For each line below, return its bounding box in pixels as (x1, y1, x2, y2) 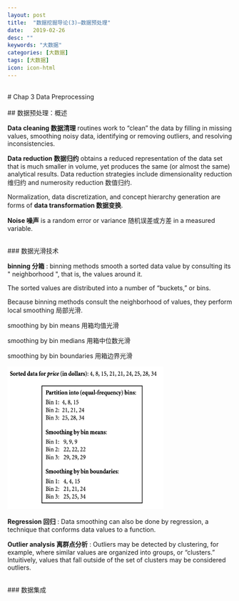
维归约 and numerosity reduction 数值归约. (7, 178, 133, 187)
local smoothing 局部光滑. (7, 306, 83, 314)
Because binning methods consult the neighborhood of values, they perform (7, 297, 233, 306)
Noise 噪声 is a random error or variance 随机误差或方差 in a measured (7, 216, 215, 224)
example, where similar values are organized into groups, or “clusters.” (7, 547, 215, 557)
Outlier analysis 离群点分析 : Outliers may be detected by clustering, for (7, 540, 219, 548)
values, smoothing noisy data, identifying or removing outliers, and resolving (7, 131, 233, 140)
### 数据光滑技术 (7, 247, 59, 255)
